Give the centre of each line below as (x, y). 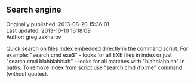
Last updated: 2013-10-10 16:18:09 (49, 30)
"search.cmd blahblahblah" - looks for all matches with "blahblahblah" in (96, 61)
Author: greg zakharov (34, 37)
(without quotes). (27, 73)
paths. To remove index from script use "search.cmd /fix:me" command (94, 67)
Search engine (34, 10)
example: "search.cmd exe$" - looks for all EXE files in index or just (89, 55)
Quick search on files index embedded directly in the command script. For (97, 48)
